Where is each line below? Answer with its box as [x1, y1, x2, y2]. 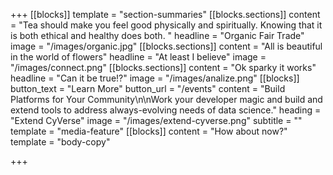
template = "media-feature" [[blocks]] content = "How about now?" [10, 125, 288, 137]
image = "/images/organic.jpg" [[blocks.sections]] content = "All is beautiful [10, 40, 323, 52]
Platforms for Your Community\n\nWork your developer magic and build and [10, 94, 323, 105]
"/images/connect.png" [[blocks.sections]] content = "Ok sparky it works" [10, 62, 317, 73]
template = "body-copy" [10, 136, 111, 148]
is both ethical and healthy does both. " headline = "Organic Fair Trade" [10, 30, 305, 41]
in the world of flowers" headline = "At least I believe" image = [10, 51, 267, 63]
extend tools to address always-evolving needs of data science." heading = [10, 104, 322, 116]
